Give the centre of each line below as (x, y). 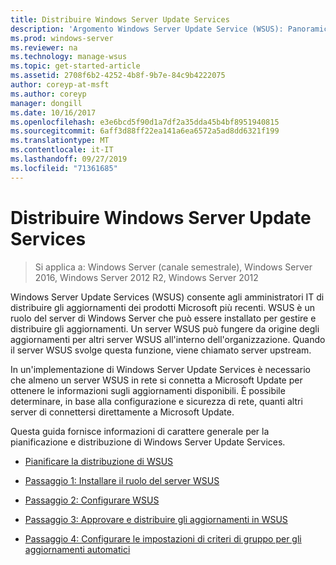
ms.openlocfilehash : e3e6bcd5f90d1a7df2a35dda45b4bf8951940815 (145, 122)
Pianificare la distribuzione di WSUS (99, 461)
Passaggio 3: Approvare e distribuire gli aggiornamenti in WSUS (156, 519)
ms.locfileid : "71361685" (64, 168)
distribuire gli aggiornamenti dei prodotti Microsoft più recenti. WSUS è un (162, 307)
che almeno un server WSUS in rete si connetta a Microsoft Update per (156, 380)
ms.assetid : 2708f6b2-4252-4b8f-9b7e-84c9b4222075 (118, 76)
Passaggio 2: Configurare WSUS (92, 500)
